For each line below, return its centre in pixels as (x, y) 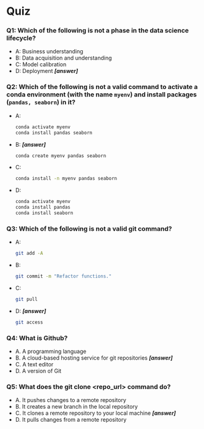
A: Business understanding (49, 52)
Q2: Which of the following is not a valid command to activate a (102, 87)
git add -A (29, 253)
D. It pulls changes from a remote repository (71, 420)
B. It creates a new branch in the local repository (76, 407)
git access (29, 322)
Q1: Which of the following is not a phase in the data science (98, 31)
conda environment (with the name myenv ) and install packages (102, 95)
